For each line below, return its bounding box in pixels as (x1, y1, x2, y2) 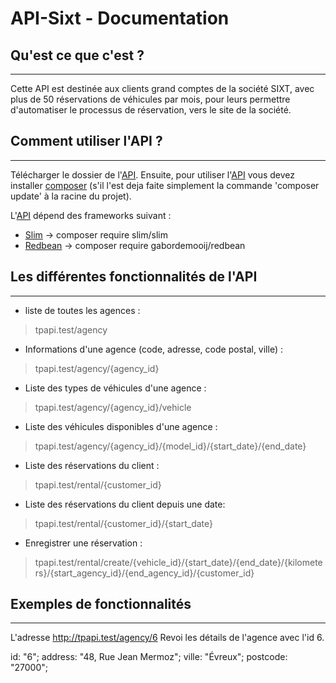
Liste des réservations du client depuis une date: (24, 498, 226, 510)
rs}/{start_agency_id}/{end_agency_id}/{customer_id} (34, 567, 255, 579)
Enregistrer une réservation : (24, 537, 143, 549)
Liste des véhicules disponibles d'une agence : (24, 420, 218, 432)
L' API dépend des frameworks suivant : (10, 209, 172, 221)
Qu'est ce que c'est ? (10, 47, 145, 64)
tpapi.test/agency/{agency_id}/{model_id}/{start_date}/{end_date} (34, 440, 307, 452)
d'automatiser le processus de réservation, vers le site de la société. (10, 104, 292, 116)
